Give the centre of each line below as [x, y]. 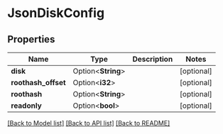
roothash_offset [38, 83]
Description [153, 59]
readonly [27, 106]
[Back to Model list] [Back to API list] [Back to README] [89, 123]
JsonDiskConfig [56, 13]
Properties [31, 39]
